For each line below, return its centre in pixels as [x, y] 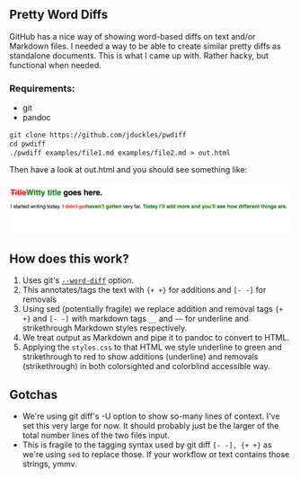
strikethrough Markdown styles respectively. [105, 328]
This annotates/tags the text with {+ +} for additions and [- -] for [144, 290]
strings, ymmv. [50, 464]
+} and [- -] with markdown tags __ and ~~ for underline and [136, 319]
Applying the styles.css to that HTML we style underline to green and [152, 347]
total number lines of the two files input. [96, 436]
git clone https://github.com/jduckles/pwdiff [98, 135]
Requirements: [42, 88]
